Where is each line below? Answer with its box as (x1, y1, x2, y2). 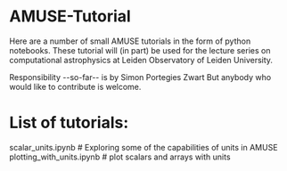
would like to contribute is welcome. (9, 81, 142, 92)
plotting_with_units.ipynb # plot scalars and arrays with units (9, 151, 231, 162)
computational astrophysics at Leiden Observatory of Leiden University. (9, 54, 274, 65)
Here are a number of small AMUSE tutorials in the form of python (9, 36, 251, 46)
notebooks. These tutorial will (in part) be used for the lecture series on (9, 45, 271, 55)
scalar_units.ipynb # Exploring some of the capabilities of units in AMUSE (9, 142, 278, 152)
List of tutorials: (9, 113, 129, 133)
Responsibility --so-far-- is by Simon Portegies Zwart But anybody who (9, 71, 272, 82)
